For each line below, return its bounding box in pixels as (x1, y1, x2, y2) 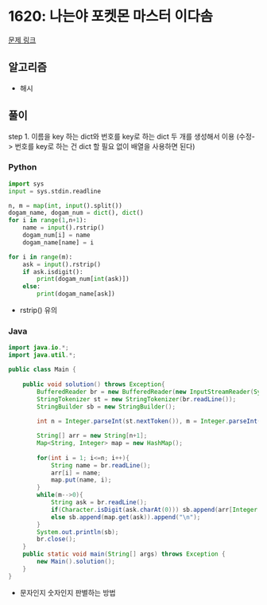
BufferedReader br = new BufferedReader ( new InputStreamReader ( (37, 388, 254, 396)
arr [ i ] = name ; (50, 469, 102, 477)
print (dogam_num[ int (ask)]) (37, 275, 130, 283)
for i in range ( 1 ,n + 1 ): (8, 217, 87, 224)
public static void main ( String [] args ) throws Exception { (22, 550, 226, 558)
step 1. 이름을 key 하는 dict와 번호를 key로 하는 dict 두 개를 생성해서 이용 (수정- (8, 131, 256, 141)
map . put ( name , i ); (50, 476, 112, 484)
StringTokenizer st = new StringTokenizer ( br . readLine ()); (37, 395, 237, 403)
